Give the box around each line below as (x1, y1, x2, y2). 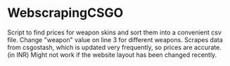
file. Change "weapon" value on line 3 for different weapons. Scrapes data (7, 35, 223, 44)
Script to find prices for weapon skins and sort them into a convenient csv (7, 28, 222, 37)
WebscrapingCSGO (7, 5, 124, 21)
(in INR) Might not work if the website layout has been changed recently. (7, 51, 217, 59)
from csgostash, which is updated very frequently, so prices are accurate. (7, 43, 222, 51)
